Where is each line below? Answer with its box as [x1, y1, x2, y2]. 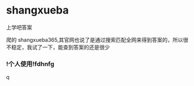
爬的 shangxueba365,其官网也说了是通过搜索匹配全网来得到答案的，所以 [6, 36, 183, 43]
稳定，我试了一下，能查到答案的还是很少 [11, 44, 110, 51]
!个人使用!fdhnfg [6, 59, 54, 68]
